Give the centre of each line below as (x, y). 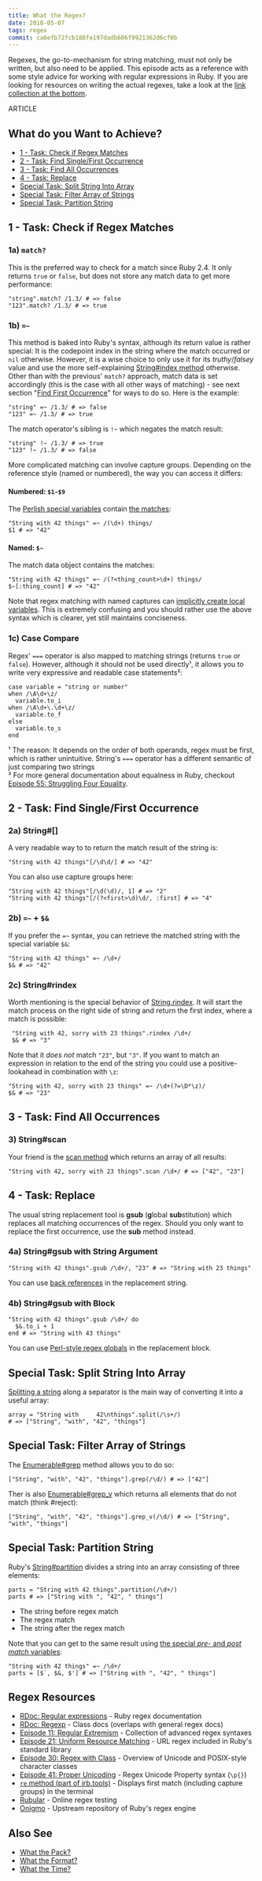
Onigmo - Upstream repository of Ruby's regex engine (108, 1808)
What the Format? (48, 1860)
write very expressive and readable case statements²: (96, 673)
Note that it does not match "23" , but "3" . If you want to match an (114, 1055)
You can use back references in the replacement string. (98, 1283)
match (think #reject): (43, 1502)
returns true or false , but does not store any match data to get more (119, 275)
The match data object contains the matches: (81, 565)
